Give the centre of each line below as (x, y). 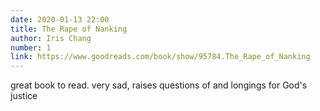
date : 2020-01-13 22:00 (60, 19)
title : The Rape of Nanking (69, 29)
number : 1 (31, 47)
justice (24, 96)
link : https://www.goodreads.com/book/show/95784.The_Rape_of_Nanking (160, 57)
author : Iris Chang (51, 38)
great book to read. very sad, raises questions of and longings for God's (159, 85)
